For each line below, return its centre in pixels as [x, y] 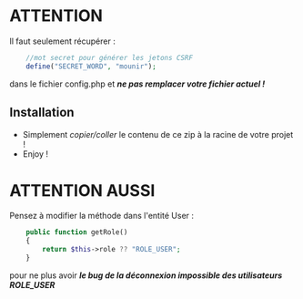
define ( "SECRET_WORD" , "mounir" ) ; [91, 66]
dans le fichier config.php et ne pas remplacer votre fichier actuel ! [137, 84]
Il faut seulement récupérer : [62, 41]
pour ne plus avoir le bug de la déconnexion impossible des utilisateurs [146, 275]
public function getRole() [77, 232]
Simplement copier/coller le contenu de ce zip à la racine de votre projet [158, 134]
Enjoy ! [35, 154]
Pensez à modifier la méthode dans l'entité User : [101, 216]
